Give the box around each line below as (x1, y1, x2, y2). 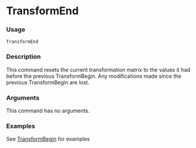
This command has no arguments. (6, 107, 90, 114)
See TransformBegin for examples (6, 136, 91, 143)
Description (6, 52, 41, 61)
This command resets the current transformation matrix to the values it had (6, 66, 191, 73)
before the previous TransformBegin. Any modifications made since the (6, 73, 182, 80)
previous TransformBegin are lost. (6, 78, 90, 86)
